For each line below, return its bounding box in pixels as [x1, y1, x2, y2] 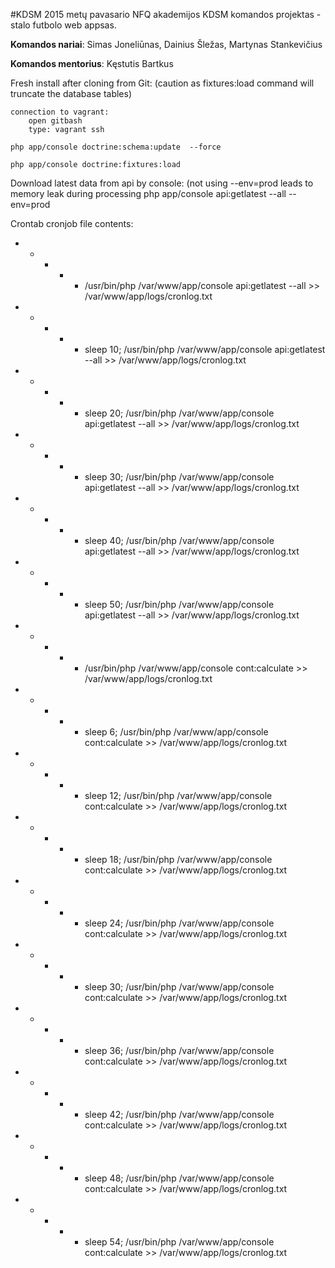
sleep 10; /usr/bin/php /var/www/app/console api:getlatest [84, 344, 326, 355]
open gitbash [28, 116, 83, 126]
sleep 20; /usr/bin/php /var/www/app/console [84, 407, 275, 419]
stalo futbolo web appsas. [10, 19, 117, 31]
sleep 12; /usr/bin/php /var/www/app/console [84, 790, 273, 801]
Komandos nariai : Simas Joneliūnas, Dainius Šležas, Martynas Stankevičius [10, 39, 323, 50]
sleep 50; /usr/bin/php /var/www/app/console [84, 599, 275, 610]
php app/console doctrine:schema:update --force [10, 142, 222, 152]
